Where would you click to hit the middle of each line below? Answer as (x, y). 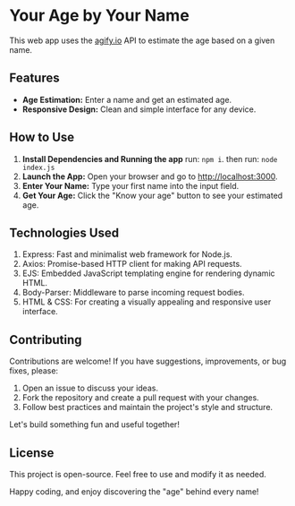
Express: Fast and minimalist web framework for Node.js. (127, 254)
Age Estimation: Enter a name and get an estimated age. (127, 99)
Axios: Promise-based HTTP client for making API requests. (132, 264)
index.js (38, 167)
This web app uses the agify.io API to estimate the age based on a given (142, 40)
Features (34, 78)
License (32, 453)
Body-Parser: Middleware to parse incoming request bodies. (133, 293)
